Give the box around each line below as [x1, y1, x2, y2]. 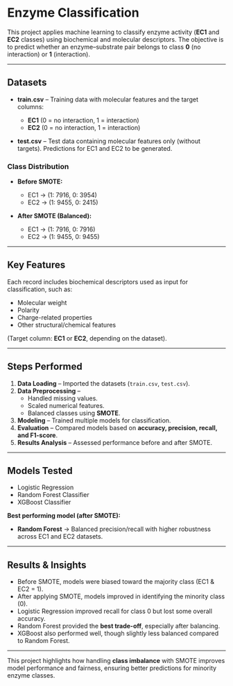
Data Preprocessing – [17, 386, 81, 395]
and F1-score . [17, 431, 58, 439]
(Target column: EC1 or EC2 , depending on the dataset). [7, 334, 168, 342]
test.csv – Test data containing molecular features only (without [17, 137, 201, 145]
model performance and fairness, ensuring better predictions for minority [7, 664, 217, 672]
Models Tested [7, 465, 73, 477]
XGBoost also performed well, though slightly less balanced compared [17, 629, 219, 637]
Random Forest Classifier [17, 491, 89, 499]
